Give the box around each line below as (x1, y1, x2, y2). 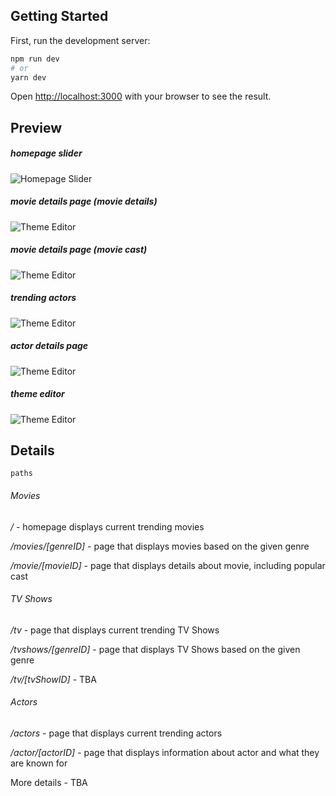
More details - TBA (10, 777, 88, 789)
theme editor (10, 388, 65, 400)
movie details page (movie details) (10, 195, 158, 208)
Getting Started (10, 8, 109, 25)
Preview (10, 119, 63, 136)
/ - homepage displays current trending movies (10, 520, 205, 533)
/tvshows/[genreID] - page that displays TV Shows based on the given (10, 643, 301, 655)
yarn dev (10, 72, 47, 83)
